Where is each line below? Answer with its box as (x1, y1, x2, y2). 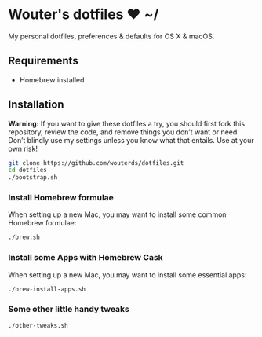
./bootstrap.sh (8, 174, 58, 181)
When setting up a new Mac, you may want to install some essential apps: (8, 269, 247, 280)
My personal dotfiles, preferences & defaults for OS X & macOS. (8, 31, 215, 41)
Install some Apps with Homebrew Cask (8, 252, 163, 263)
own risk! (8, 144, 38, 153)
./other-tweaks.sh (8, 321, 68, 329)
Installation (8, 98, 64, 112)
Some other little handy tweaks (8, 304, 129, 315)
